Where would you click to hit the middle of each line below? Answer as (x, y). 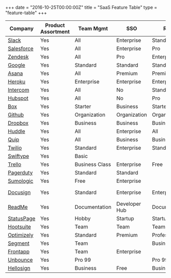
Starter (83, 106)
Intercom (19, 90)
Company (22, 29)
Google (17, 65)
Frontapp (19, 252)
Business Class (93, 164)
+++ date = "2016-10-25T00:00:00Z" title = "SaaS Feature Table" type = (81, 7)
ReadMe (18, 207)
